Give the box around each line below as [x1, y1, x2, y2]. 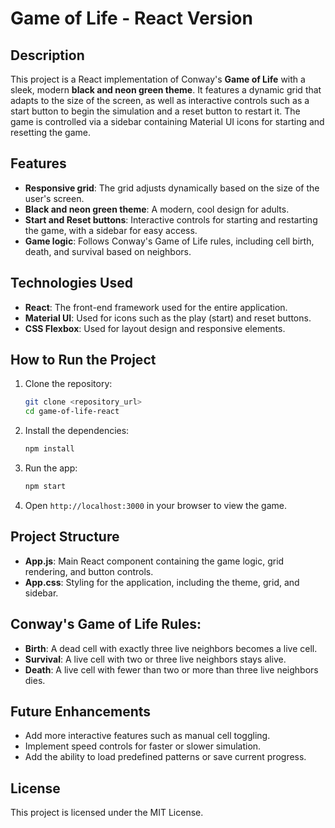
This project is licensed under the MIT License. [10, 807, 204, 819]
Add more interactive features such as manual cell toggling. [24, 730, 271, 742]
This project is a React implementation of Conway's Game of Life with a [10, 73, 306, 85]
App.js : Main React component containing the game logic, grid [24, 555, 285, 567]
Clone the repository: [24, 378, 113, 390]
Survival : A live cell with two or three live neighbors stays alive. [24, 653, 287, 665]
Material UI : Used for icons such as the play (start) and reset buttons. [24, 312, 312, 324]
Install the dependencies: [24, 425, 130, 437]
